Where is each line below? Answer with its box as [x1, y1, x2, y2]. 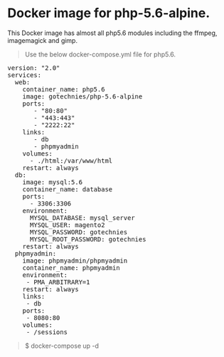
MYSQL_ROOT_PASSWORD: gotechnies [29, 235, 146, 243]
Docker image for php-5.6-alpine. [7, 5, 210, 21]
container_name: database [22, 185, 113, 193]
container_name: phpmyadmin [22, 263, 120, 272]
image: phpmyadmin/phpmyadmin [22, 256, 128, 265]
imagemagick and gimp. [7, 36, 78, 44]
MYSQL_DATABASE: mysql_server [29, 213, 135, 222]
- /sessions [26, 328, 68, 336]
